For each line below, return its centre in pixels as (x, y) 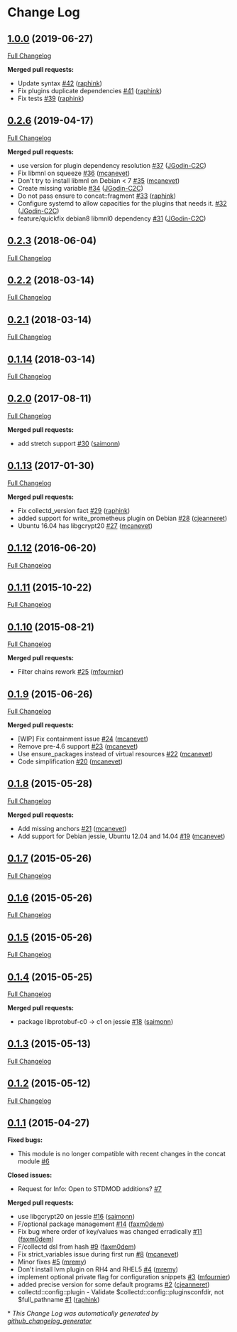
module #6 (33, 1161)
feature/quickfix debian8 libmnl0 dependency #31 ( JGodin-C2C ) (112, 218)
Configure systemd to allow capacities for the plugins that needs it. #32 (122, 203)
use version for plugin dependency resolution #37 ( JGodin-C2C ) (112, 165)
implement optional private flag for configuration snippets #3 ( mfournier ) (124, 1277)
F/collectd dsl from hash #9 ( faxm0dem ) (77, 1247)
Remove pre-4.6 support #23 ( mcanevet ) (78, 746)
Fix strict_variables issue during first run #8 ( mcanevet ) (98, 1254)
